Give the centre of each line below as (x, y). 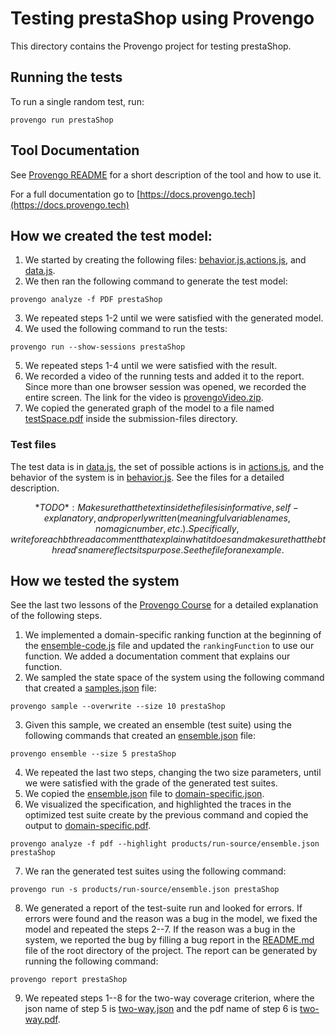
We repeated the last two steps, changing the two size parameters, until (173, 773)
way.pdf (41, 1019)
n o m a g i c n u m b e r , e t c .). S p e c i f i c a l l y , (167, 528)
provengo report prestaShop (69, 980)
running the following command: (91, 961)
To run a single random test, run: (77, 101)
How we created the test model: (111, 235)
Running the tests (66, 77)
